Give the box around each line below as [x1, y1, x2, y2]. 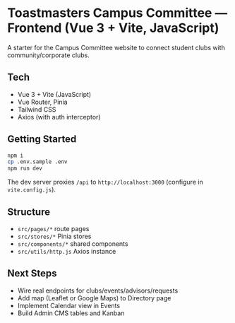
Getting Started [7, 133, 77, 146]
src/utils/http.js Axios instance [17, 247, 116, 255]
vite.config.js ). [7, 185, 56, 194]
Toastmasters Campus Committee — [7, 5, 228, 21]
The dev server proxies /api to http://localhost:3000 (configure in [7, 178, 203, 187]
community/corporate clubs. [7, 51, 90, 59]
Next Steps [7, 267, 57, 280]
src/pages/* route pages [17, 225, 90, 233]
